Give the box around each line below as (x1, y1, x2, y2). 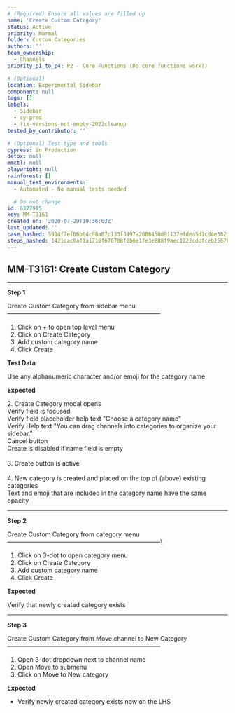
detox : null (7, 153, 42, 160)
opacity (7, 496, 29, 505)
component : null (7, 88, 55, 95)
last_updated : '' (7, 224, 58, 231)
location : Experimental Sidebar (7, 81, 101, 88)
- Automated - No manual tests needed (13, 185, 127, 193)
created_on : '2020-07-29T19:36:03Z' (7, 218, 114, 225)
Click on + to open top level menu (17, 323, 115, 332)
